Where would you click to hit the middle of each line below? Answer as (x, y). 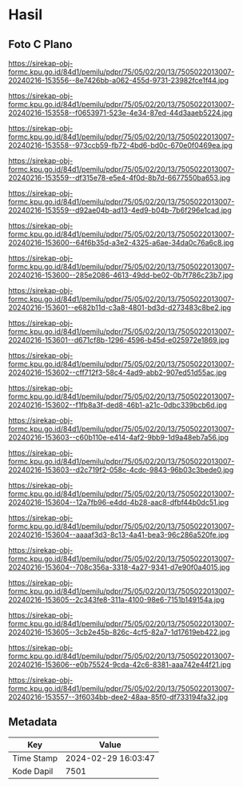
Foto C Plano (40, 44)
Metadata (33, 722)
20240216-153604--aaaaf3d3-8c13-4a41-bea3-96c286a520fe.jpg (119, 535)
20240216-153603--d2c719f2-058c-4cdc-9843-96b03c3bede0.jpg (121, 470)
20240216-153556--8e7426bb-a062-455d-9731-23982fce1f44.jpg (119, 80)
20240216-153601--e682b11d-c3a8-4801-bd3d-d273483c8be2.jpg (120, 308)
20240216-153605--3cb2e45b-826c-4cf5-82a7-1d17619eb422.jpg (119, 632)
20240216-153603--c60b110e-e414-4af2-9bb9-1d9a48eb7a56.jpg (119, 437)
